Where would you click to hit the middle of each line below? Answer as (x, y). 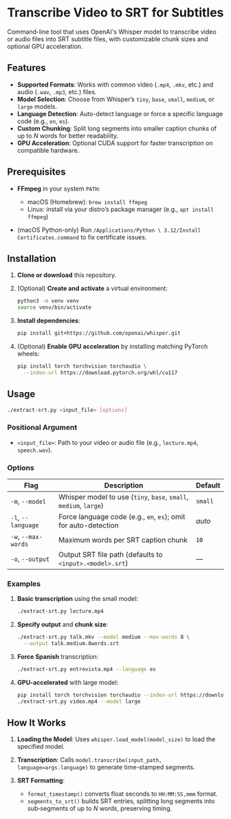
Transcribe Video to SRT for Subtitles (115, 13)
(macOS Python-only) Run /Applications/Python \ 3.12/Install (109, 230)
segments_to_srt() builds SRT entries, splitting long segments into (121, 801)
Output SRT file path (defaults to (110, 555)
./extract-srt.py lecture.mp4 (60, 611)
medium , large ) (81, 505)
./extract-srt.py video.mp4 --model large (79, 701)
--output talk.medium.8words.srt (71, 644)
